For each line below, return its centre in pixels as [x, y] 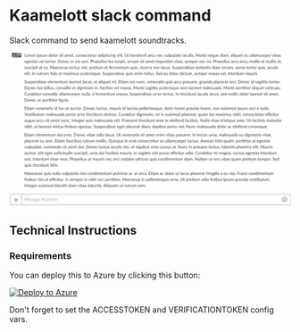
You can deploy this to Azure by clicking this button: [105, 275]
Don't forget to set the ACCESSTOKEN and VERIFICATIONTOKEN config [142, 310]
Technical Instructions [73, 230]
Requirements [41, 255]
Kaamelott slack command [110, 16]
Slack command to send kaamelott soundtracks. [98, 40]
